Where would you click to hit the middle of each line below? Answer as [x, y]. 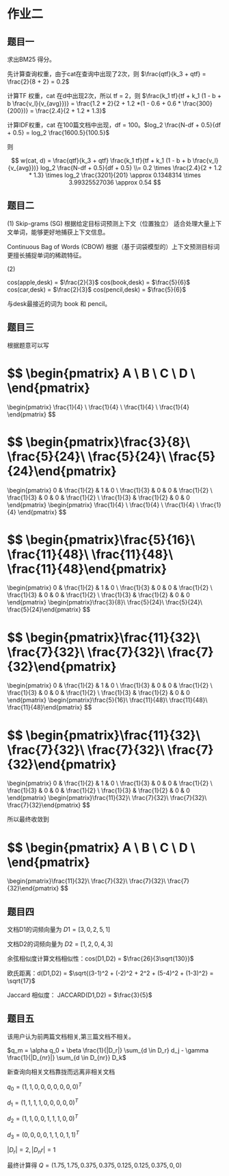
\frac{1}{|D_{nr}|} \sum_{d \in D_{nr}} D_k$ [67, 1057]
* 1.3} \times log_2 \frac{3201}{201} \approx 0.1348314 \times [115, 175]
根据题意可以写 [28, 345]
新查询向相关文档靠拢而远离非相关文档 [61, 1072]
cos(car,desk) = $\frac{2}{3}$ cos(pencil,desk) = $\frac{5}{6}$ [97, 290]
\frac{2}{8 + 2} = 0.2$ [38, 82]
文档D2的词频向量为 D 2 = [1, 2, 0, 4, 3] [60, 944]
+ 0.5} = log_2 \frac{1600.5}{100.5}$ [58, 132]
